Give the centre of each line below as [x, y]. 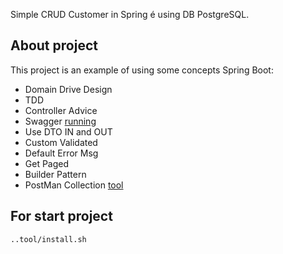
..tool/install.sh [48, 239]
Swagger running [60, 121]
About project [54, 45]
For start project [61, 216]
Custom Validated [61, 142]
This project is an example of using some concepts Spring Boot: [142, 70]
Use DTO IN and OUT [68, 131]
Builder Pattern [55, 174]
